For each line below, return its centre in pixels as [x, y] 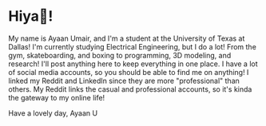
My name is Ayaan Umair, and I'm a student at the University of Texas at [127, 38]
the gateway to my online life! [57, 97]
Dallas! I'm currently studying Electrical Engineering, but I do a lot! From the [133, 46]
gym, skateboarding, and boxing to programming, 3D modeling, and [120, 55]
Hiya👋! [31, 16]
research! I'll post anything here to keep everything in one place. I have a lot [133, 64]
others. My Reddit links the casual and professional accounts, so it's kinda [130, 89]
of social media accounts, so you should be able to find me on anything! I [129, 72]
